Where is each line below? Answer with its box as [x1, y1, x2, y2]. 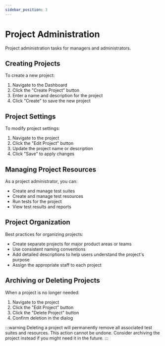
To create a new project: [5, 72, 55, 78]
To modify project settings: [5, 125, 60, 131]
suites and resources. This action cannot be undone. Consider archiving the [5, 330, 160, 336]
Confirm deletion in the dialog [12, 315, 73, 321]
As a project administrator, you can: [5, 178, 78, 184]
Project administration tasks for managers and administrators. [5, 45, 131, 51]
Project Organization [5, 218, 70, 227]
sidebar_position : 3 [5, 7, 48, 12]
